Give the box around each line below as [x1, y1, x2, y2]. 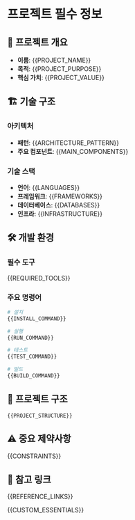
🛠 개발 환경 [7, 232, 54, 244]
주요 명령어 [7, 292, 42, 302]
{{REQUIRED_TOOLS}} [7, 274, 71, 282]
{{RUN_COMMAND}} [7, 334, 54, 341]
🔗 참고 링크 [7, 473, 52, 485]
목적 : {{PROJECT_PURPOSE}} [17, 65, 102, 73]
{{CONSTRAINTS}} [7, 452, 62, 460]
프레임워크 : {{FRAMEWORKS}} [17, 192, 102, 200]
